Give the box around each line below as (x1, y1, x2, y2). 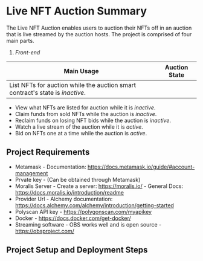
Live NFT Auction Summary (6, 4, 147, 18)
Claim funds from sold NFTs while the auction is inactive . (14, 110, 157, 117)
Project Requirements (6, 147, 90, 158)
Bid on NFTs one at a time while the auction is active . (14, 129, 147, 137)
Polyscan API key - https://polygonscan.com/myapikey (14, 208, 152, 215)
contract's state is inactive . (9, 88, 86, 97)
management (14, 169, 48, 176)
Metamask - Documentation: (14, 163, 86, 170)
